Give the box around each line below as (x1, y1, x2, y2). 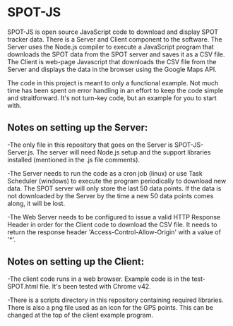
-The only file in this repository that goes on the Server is (7, 140, 173, 149)
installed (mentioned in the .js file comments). (7, 155, 140, 164)
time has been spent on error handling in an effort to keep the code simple (7, 86, 224, 95)
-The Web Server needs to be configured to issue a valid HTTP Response (7, 212, 221, 221)
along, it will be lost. (7, 199, 66, 207)
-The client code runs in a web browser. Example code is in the (7, 274, 191, 283)
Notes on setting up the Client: (7, 255, 145, 268)
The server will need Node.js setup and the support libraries (36, 147, 211, 156)
